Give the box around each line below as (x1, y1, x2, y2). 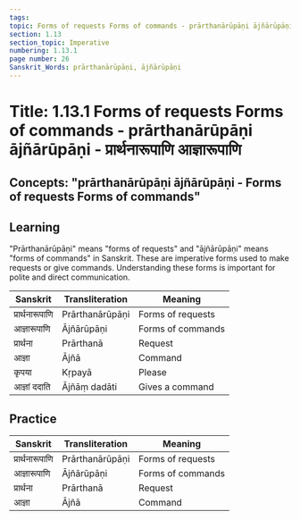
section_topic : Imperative (9, 38, 110, 47)
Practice (9, 411, 57, 426)
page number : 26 (9, 55, 70, 63)
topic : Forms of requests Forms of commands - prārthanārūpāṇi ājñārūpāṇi (9, 21, 294, 30)
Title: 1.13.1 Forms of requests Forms (9, 102, 284, 122)
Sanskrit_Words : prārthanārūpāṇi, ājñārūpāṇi (9, 63, 181, 72)
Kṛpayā (62, 366, 92, 379)
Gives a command (137, 381, 214, 393)
